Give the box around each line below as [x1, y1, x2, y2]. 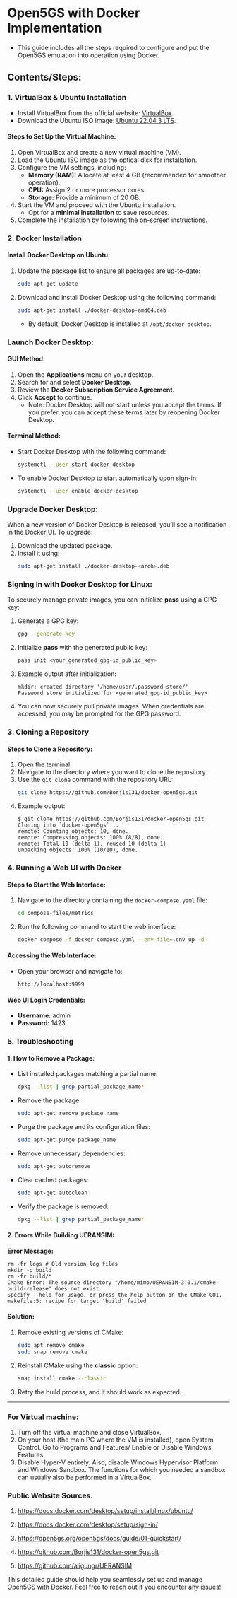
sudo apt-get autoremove [17, 1163, 91, 1170]
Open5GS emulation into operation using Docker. [17, 51, 160, 59]
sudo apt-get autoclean [17, 1189, 88, 1196]
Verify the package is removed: [17, 1202, 109, 1211]
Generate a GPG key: [17, 617, 79, 625]
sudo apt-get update [17, 280, 78, 287]
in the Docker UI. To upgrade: [7, 528, 93, 537]
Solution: [7, 1312, 35, 1321]
